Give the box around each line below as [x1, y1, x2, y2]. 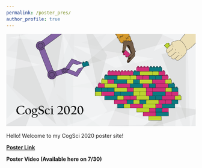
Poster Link [6, 143, 35, 151]
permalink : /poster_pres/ [6, 10, 71, 16]
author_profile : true [6, 16, 61, 22]
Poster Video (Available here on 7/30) [6, 155, 102, 163]
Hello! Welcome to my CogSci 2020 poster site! [6, 132, 124, 139]
